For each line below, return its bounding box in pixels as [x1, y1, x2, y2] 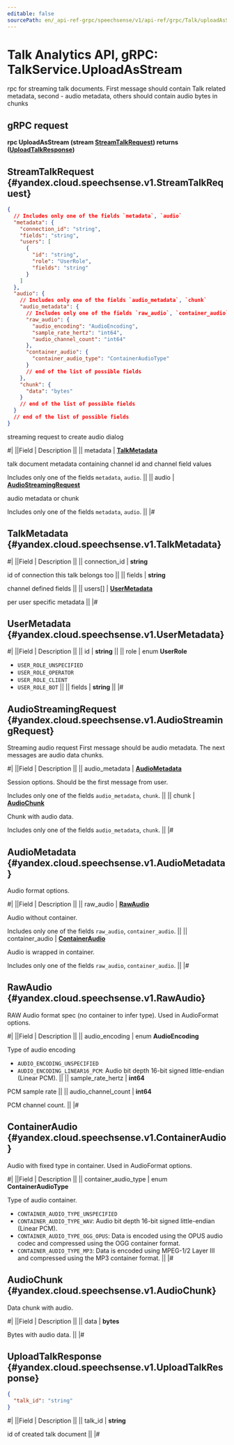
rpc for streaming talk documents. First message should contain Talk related [7, 84, 226, 93]
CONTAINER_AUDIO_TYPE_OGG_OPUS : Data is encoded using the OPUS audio [17, 1232, 223, 1240]
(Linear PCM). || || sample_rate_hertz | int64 [17, 1073, 145, 1082]
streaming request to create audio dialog [7, 432, 124, 441]
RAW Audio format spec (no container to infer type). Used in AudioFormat [7, 1011, 219, 1019]
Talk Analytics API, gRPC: [7, 47, 159, 63]
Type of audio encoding [7, 1045, 76, 1054]
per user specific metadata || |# [7, 598, 98, 606]
